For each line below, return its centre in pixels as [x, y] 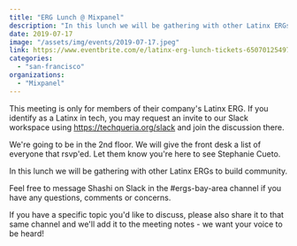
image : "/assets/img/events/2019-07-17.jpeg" [94, 42]
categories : [31, 58]
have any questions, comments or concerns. [90, 197]
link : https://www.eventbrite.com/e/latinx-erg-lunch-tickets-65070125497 [150, 50]
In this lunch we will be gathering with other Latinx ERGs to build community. [148, 171]
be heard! [27, 233]
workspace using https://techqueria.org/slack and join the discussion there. [147, 127]
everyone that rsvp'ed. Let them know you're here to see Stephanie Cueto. [145, 154]
